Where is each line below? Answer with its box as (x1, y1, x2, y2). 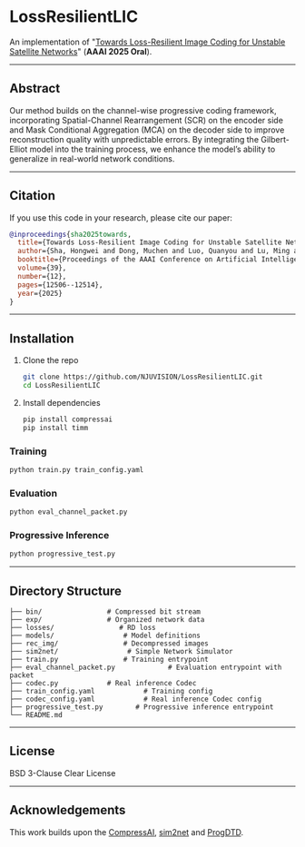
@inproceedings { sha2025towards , (9, 230, 132, 239)
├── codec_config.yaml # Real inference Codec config (9, 694, 261, 704)
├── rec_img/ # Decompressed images (9, 639, 209, 648)
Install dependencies (22, 398, 102, 408)
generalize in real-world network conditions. (9, 153, 175, 164)
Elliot (9, 143, 28, 154)
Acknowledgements (9, 803, 126, 818)
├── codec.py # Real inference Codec (9, 679, 197, 688)
